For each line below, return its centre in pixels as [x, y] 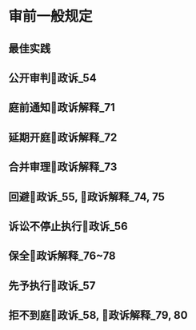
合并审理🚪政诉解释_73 [63, 167]
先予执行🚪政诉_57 [52, 286]
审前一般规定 [51, 16]
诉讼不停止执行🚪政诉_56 [68, 226]
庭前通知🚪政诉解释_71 [62, 107]
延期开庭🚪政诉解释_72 [63, 137]
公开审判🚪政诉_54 [53, 78]
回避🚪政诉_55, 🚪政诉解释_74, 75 [87, 197]
